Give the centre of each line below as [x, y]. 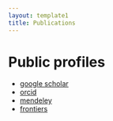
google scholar [44, 84]
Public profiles [56, 62]
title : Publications [42, 23]
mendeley [36, 100]
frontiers [34, 109]
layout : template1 [38, 15]
